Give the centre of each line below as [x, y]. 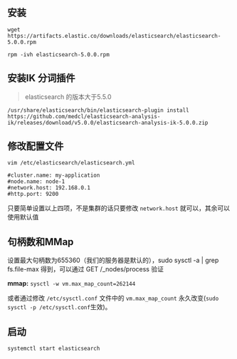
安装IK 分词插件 [41, 78]
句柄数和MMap [41, 242]
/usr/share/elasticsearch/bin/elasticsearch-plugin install [99, 110]
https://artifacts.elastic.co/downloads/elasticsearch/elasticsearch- [114, 36]
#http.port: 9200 [33, 194]
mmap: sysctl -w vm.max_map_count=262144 [72, 283]
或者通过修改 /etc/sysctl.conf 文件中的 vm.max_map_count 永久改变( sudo [113, 298]
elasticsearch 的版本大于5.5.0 [68, 97]
